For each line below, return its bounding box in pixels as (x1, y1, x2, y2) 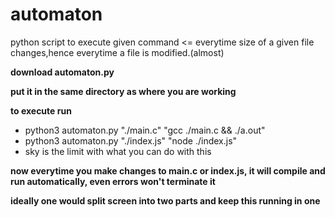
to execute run (10, 104, 72, 117)
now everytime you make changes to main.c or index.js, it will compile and (10, 164, 326, 177)
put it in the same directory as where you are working (10, 85, 237, 97)
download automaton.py (10, 66, 115, 78)
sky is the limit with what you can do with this (24, 145, 212, 157)
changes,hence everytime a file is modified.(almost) (10, 46, 225, 58)
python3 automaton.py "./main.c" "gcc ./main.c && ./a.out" (24, 124, 266, 136)
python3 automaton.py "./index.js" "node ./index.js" (24, 134, 238, 147)
